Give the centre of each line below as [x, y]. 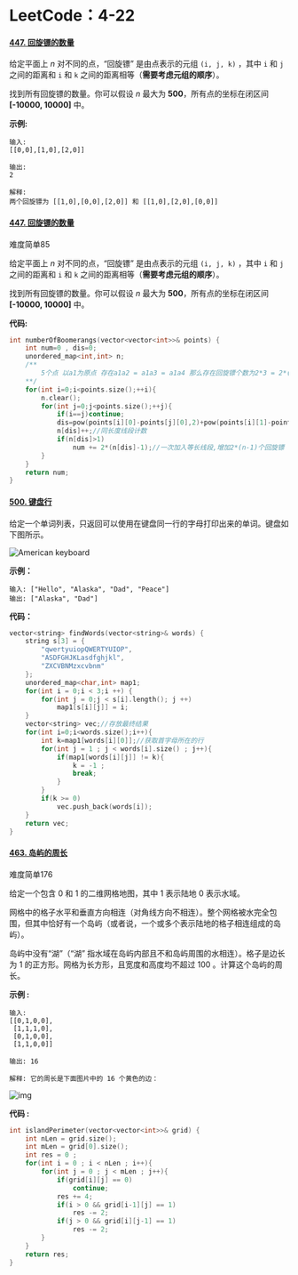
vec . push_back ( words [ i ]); [104, 807]
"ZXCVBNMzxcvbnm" [73, 666]
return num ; [47, 472]
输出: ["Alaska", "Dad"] [54, 599]
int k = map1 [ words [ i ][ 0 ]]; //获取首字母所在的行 [122, 740]
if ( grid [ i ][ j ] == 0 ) [94, 1180]
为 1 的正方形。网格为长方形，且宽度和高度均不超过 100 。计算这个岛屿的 [142, 964]
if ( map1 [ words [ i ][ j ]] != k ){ [110, 757]
